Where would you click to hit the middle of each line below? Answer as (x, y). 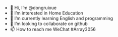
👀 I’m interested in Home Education (46, 13)
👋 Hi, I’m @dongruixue (33, 8)
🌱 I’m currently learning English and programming (62, 18)
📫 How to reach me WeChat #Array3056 (53, 29)
